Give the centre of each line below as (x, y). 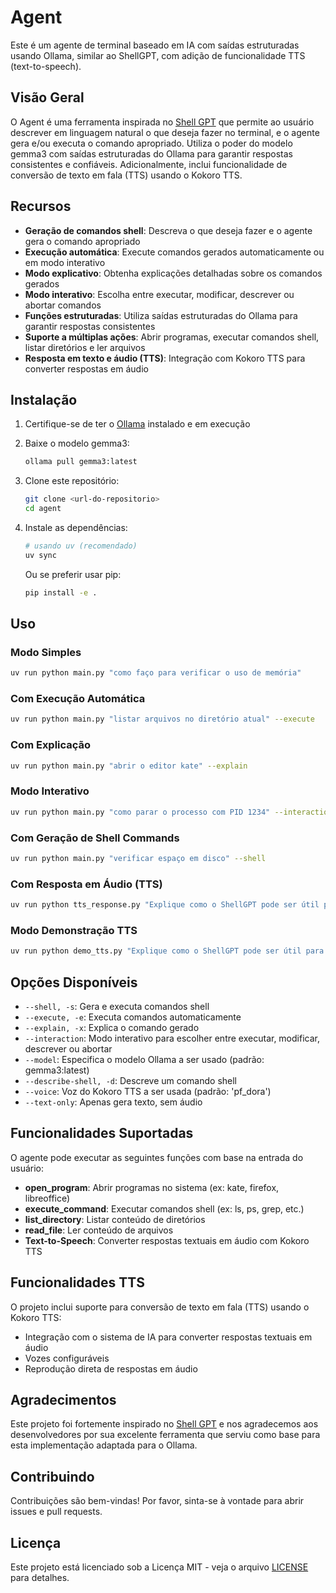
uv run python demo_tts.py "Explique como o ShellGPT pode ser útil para (167, 951)
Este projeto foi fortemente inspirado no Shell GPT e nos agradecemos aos (164, 1424)
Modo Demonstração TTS (74, 930)
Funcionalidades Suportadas (102, 1133)
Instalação (44, 399)
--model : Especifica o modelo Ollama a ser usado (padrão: (144, 1060)
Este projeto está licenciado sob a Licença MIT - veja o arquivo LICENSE (159, 1567)
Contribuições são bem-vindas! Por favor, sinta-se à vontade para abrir (157, 1501)
